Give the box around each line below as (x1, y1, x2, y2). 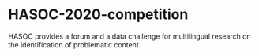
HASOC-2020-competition (8, 6, 189, 24)
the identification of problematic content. (8, 39, 141, 49)
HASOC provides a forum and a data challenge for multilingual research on (8, 32, 251, 41)
